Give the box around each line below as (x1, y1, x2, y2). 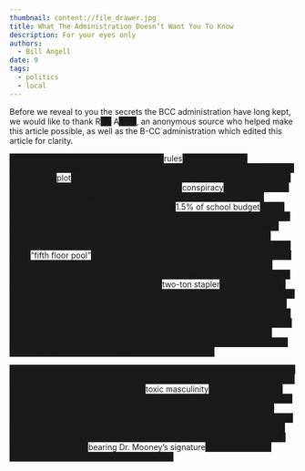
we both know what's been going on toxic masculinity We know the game (9, 384, 284, 394)
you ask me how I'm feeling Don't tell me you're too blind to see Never (9, 259, 273, 270)
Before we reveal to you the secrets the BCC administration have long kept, (9, 106, 291, 117)
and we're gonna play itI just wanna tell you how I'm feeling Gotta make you (9, 393, 293, 404)
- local (17, 81, 47, 90)
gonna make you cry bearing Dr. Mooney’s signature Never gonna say (9, 441, 271, 452)
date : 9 (9, 56, 39, 65)
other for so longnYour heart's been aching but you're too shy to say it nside (9, 374, 296, 384)
